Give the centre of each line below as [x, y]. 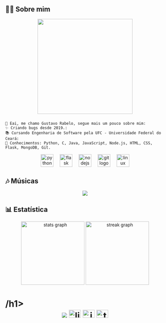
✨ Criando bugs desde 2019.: [36, 128]
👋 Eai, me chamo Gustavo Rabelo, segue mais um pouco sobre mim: [75, 123]
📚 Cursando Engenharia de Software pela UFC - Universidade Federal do [83, 133]
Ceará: [12, 138]
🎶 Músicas [22, 181]
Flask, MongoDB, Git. [28, 148]
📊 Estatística [27, 209]
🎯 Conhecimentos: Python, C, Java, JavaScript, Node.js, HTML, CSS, [79, 143]
